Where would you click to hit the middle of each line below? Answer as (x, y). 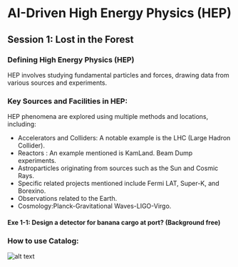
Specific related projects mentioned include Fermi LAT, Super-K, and (118, 184)
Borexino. (32, 191)
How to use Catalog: (43, 241)
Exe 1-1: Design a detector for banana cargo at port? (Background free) (114, 222)
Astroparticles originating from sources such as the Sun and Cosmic (118, 168)
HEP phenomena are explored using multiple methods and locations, (108, 117)
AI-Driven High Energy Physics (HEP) (119, 13)
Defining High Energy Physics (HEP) (71, 60)
